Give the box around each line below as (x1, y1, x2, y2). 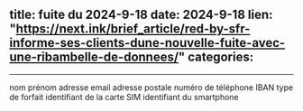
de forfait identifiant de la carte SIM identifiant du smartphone (9, 91, 239, 102)
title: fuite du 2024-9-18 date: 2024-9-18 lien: (9, 7, 273, 23)
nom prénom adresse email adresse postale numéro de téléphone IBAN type (9, 81, 294, 93)
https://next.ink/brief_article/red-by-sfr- (15, 22, 251, 37)
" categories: (178, 50, 254, 65)
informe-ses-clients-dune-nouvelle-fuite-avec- (9, 35, 286, 51)
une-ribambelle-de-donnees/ (9, 50, 179, 65)
